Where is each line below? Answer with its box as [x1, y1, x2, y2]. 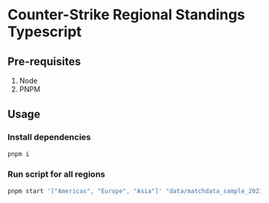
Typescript [7, 22, 82, 41]
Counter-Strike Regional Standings [7, 6, 246, 24]
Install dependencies [7, 132, 92, 143]
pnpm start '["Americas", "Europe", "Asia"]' [7, 187, 162, 195]
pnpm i [7, 150, 30, 158]
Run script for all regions [7, 168, 106, 180]
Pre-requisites [7, 55, 81, 68]
